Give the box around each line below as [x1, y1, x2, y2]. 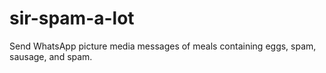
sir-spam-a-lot [9, 7, 135, 30]
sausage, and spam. [9, 50, 93, 62]
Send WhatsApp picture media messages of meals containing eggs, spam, [9, 40, 317, 52]
